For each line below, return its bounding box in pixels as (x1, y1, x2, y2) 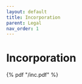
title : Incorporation (6, 14, 61, 20)
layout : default (6, 8, 47, 15)
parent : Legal (6, 20, 42, 26)
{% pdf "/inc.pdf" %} (6, 71, 58, 79)
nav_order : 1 (6, 25, 39, 32)
